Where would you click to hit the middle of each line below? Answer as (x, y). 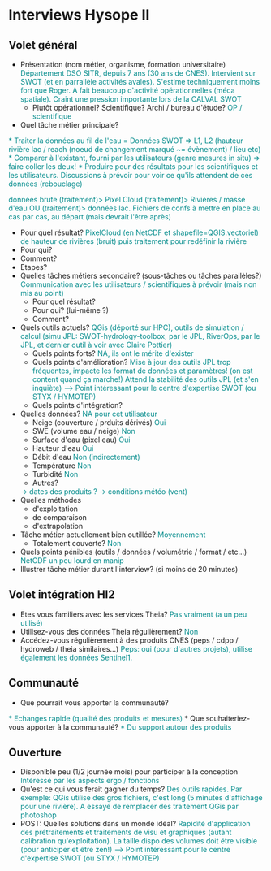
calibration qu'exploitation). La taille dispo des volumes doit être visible (139, 841)
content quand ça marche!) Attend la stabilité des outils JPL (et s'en (146, 379)
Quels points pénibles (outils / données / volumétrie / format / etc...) (133, 552)
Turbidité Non (55, 474)
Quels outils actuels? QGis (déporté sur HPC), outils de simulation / (132, 327)
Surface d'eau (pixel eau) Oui (81, 440)
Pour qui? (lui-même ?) (71, 310)
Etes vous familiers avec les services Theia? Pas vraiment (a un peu (133, 614)
